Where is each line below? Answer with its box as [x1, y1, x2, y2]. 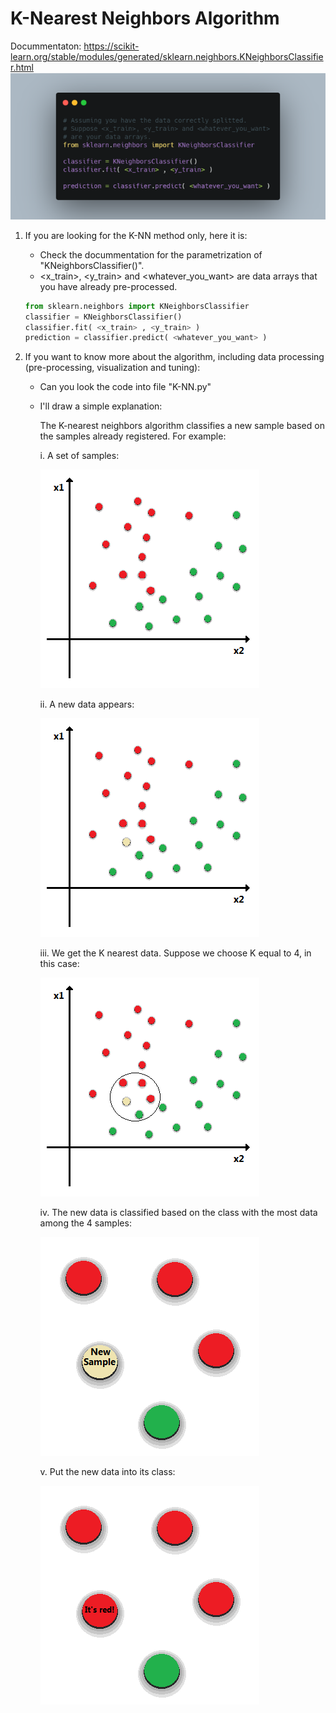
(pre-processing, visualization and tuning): [24, 362, 201, 374]
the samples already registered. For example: [39, 430, 227, 442]
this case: [39, 958, 80, 970]
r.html [10, 61, 34, 73]
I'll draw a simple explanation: [39, 400, 163, 412]
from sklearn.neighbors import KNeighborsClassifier [24, 301, 250, 311]
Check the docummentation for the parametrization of [39, 248, 263, 261]
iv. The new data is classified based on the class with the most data [39, 1207, 318, 1219]
